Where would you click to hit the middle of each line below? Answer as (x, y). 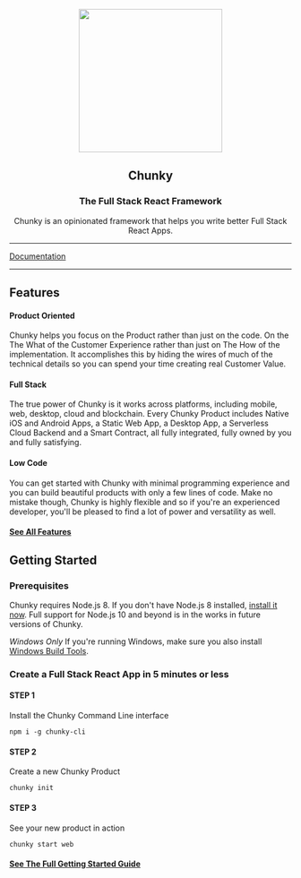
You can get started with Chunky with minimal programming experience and (150, 483)
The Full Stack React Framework (150, 202)
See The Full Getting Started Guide (75, 864)
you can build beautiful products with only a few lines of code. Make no (141, 492)
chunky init (31, 788)
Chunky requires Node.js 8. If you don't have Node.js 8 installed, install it (143, 605)
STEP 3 (23, 807)
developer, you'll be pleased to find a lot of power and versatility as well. (142, 512)
